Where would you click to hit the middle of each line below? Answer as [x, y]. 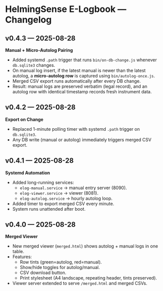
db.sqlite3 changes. [34, 65]
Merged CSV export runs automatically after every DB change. [77, 81]
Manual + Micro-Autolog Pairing [39, 50]
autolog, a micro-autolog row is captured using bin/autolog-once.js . [84, 76]
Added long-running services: [43, 182]
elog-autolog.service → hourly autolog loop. [66, 198]
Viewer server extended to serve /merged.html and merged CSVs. [80, 284]
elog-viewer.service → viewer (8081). [59, 193]
